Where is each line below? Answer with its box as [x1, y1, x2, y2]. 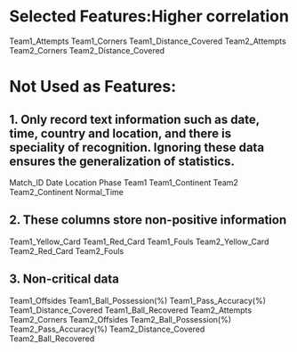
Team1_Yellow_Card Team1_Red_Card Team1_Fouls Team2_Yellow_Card [9, 236, 269, 247]
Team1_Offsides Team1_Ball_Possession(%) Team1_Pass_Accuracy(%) [9, 295, 267, 306]
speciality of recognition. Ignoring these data [9, 140, 265, 155]
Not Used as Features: [9, 77, 177, 97]
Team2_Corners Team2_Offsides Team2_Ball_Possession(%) [9, 314, 232, 324]
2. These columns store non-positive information [9, 212, 287, 228]
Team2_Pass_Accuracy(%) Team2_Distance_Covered [9, 323, 205, 334]
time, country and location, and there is [9, 126, 232, 141]
